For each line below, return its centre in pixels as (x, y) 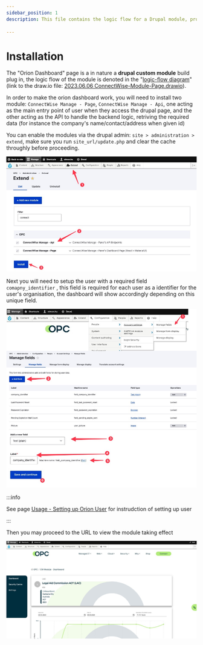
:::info (13, 497)
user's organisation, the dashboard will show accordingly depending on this (101, 294)
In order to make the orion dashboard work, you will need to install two (94, 98)
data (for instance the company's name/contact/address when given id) (96, 124)
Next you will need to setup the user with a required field (77, 281)
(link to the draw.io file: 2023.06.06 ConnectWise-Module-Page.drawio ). (96, 86)
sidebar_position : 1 (32, 13)
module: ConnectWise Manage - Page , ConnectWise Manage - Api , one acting (100, 104)
